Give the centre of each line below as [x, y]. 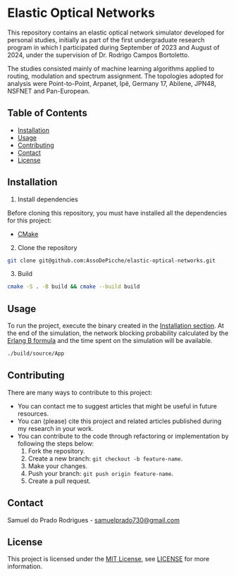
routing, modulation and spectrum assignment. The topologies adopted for [116, 76]
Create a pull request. [60, 481]
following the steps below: [56, 443]
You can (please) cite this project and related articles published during [119, 421]
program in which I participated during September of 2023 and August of [113, 47]
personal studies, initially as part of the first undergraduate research [106, 39]
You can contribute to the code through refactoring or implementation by [123, 436]
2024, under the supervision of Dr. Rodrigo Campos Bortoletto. [99, 55]
